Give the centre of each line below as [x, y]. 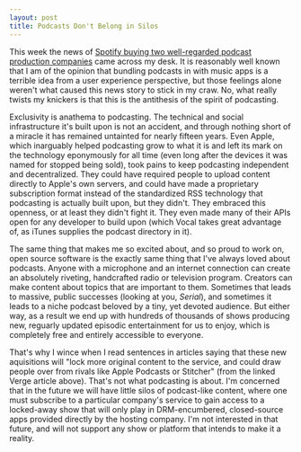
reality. [22, 438]
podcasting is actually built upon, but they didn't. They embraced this [138, 202]
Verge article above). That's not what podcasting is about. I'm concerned [145, 381]
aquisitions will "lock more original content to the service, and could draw [145, 361]
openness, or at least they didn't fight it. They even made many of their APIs [150, 212]
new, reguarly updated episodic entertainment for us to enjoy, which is [140, 325]
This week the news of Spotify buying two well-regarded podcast [130, 51]
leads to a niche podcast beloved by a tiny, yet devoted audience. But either [150, 306]
